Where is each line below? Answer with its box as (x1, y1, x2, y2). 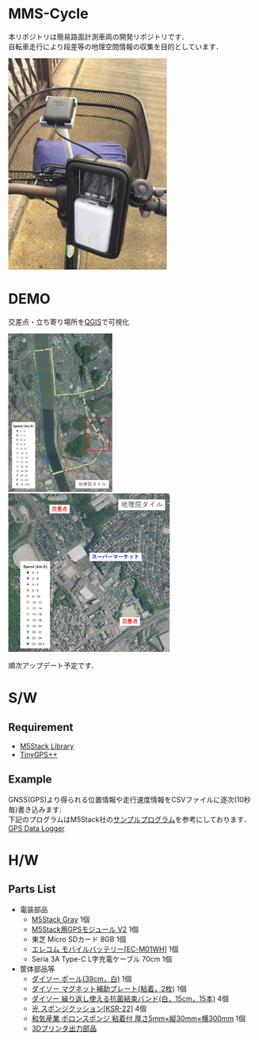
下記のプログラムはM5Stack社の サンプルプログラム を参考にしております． (8, 814, 251, 824)
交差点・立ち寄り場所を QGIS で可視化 (8, 318, 129, 327)
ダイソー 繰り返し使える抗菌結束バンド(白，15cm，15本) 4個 (31, 993, 230, 1003)
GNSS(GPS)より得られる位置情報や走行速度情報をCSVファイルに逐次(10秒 (8, 794, 251, 804)
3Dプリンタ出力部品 (31, 1023, 97, 1033)
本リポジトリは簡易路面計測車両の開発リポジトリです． (8, 32, 189, 41)
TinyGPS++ (19, 750, 58, 760)
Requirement (8, 720, 74, 733)
